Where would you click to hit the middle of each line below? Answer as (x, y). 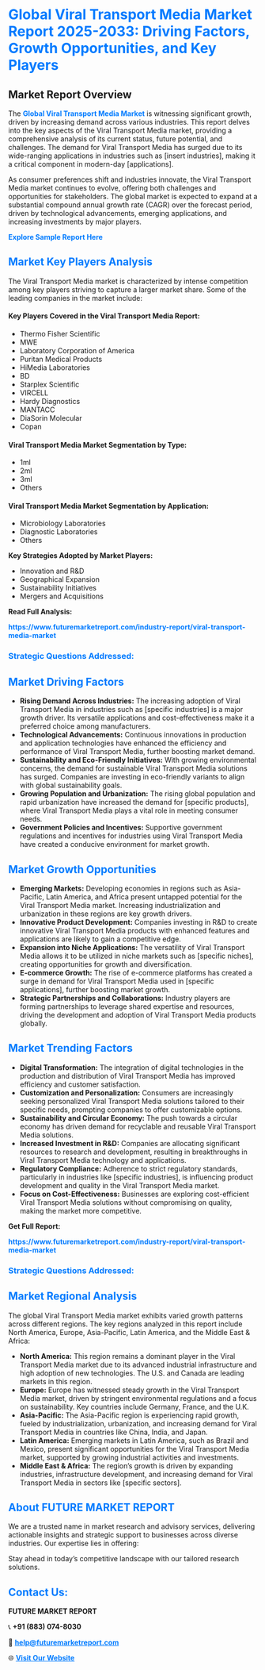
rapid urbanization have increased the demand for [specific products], (134, 802)
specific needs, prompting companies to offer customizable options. (131, 1110)
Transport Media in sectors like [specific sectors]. (100, 1483)
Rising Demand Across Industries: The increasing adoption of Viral (130, 701)
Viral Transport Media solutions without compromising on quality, (126, 1202)
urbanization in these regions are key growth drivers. (106, 914)
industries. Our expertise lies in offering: (74, 1543)
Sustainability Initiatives (58, 588)
